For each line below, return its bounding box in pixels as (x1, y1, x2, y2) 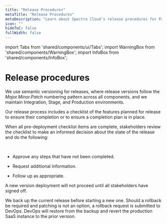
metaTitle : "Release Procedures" (5, 12, 75, 17)
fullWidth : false (5, 30, 41, 35)
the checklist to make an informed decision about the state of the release (5, 129, 155, 135)
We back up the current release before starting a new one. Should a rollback (5, 197, 162, 203)
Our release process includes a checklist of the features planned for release (5, 109, 161, 114)
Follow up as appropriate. (12, 173, 65, 179)
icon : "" (5, 21, 23, 26)
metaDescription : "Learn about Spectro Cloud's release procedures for (5, 16, 157, 21)
